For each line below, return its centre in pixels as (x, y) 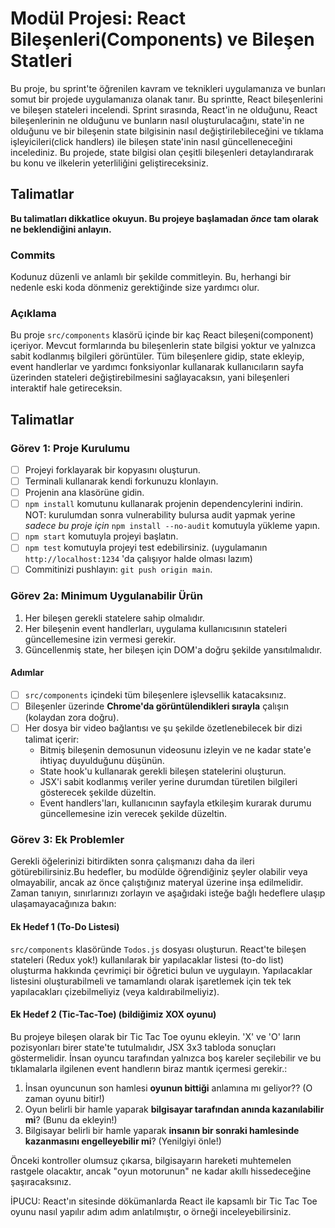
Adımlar (27, 673)
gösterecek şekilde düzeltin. (98, 793)
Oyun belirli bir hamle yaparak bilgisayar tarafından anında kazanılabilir (174, 1109)
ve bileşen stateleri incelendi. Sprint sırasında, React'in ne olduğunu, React (164, 109)
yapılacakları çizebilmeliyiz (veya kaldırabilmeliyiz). (115, 991)
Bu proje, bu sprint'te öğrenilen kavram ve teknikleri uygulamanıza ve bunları (168, 88)
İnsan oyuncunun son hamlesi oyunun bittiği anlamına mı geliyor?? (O (168, 1088)
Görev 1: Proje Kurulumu (70, 448)
